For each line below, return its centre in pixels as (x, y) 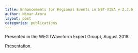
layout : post (18, 18)
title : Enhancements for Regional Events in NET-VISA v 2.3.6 (69, 9)
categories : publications (31, 23)
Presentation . (18, 46)
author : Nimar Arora (26, 14)
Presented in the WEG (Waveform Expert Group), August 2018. (67, 37)
